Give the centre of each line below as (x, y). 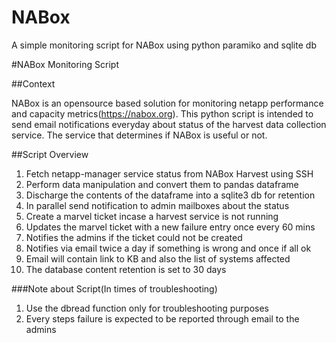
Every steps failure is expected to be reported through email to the (162, 318)
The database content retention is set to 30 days (126, 269)
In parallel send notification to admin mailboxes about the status (157, 205)
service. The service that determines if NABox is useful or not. (139, 135)
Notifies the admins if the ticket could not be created (134, 237)
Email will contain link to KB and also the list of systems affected (158, 258)
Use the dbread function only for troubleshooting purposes (147, 308)
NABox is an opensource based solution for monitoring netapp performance (167, 103)
